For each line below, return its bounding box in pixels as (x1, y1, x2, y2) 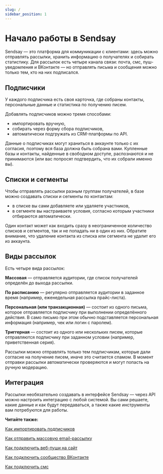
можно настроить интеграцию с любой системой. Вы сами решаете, (5, 396, 149, 402)
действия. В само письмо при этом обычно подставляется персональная (5, 314, 159, 320)
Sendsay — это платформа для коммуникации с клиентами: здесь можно (5, 49, 158, 55)
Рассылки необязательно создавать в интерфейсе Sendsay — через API (5, 391, 156, 397)
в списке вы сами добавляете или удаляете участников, (12, 203, 130, 209)
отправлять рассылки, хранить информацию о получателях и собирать (5, 54, 154, 60)
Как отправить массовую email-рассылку (5, 435, 92, 441)
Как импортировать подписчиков (5, 426, 75, 432)
